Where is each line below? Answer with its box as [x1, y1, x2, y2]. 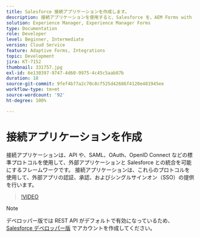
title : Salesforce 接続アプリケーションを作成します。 [6, 8, 130, 15]
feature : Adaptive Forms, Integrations [6, 48, 106, 54]
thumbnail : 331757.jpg [6, 64, 63, 70]
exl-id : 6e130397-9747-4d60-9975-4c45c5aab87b [6, 70, 124, 76]
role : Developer [6, 31, 47, 37]
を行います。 [6, 181, 38, 188]
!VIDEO [20, 193, 39, 200]
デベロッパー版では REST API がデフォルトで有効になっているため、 [6, 217, 173, 224]
